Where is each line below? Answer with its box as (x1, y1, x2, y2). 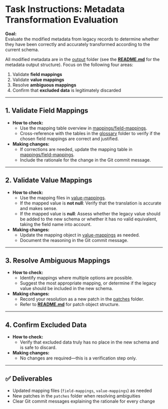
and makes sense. (19, 205, 57, 211)
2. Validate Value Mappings (5, 176, 92, 184)
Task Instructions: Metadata (5, 3, 125, 15)
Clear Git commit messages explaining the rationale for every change (12, 398, 155, 404)
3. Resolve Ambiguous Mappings (5, 256, 110, 264)
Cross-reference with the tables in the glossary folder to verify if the (19, 130, 160, 136)
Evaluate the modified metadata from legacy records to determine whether (5, 36, 159, 42)
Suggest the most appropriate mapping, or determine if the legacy (19, 280, 156, 286)
